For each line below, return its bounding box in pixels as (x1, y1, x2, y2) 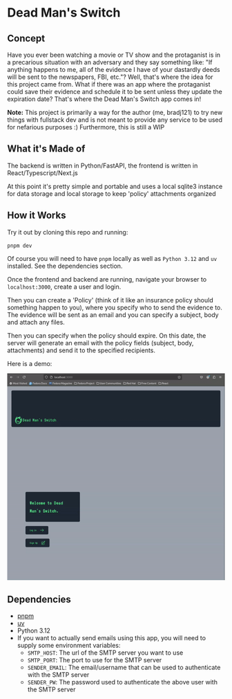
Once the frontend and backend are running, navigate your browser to (7, 275, 207, 283)
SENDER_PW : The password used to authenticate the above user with (27, 678, 217, 687)
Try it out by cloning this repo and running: (7, 228, 128, 236)
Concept (7, 33, 46, 44)
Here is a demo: (7, 359, 52, 367)
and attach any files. (7, 318, 66, 326)
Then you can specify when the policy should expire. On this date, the (7, 331, 206, 340)
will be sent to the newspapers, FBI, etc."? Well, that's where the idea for (7, 73, 213, 81)
